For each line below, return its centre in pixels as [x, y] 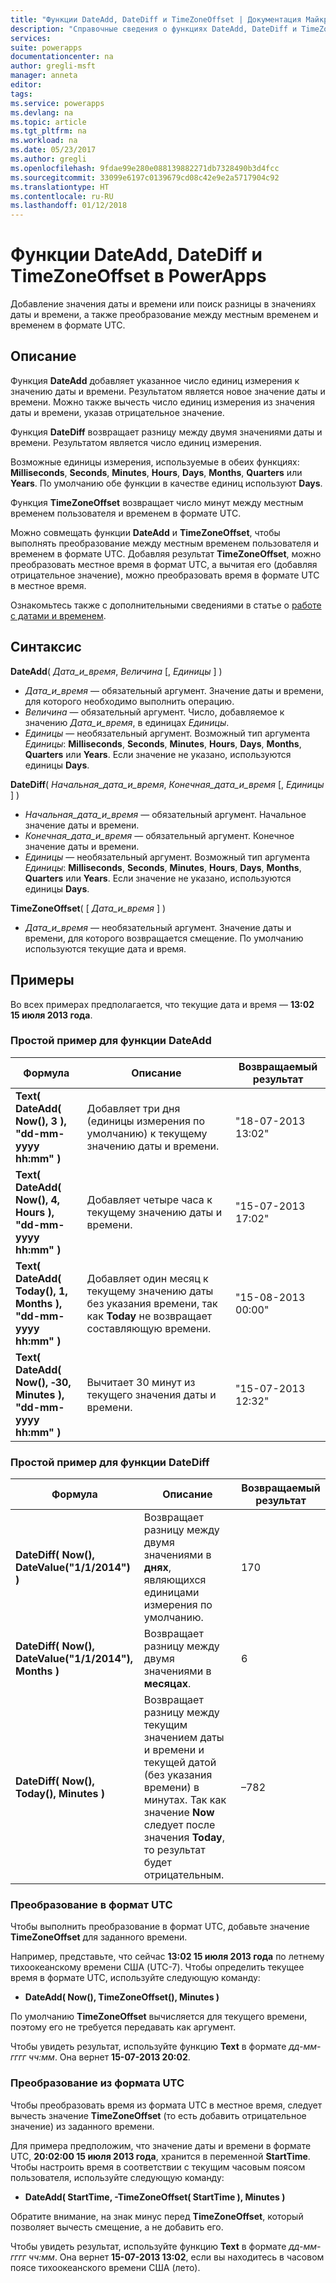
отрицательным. [184, 1875]
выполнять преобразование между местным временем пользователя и [165, 543]
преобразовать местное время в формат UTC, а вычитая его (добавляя [164, 564]
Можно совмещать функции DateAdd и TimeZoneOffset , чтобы [145, 532]
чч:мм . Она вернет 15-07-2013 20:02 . [109, 2057]
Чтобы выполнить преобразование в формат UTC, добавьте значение [160, 1927]
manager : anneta [44, 76]
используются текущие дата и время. [105, 948]
